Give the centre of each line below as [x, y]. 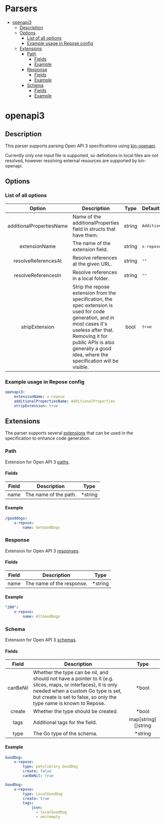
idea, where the [90, 355]
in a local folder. [91, 279]
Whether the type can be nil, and [71, 672]
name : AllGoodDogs [41, 617]
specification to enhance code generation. [48, 438]
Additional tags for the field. [65, 723]
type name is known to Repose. [69, 703]
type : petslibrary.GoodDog [50, 767]
